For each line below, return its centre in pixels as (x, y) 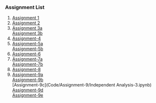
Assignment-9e (28, 95)
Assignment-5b (28, 49)
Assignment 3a (27, 28)
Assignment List (25, 7)
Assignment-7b (28, 64)
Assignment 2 (26, 23)
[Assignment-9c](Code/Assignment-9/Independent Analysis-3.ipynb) (82, 85)
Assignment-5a (28, 44)
